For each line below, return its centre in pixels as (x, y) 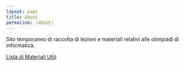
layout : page (22, 11)
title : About (22, 17)
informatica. (21, 45)
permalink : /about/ (30, 22)
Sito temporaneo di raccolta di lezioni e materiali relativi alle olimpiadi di (92, 39)
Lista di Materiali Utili (31, 57)
